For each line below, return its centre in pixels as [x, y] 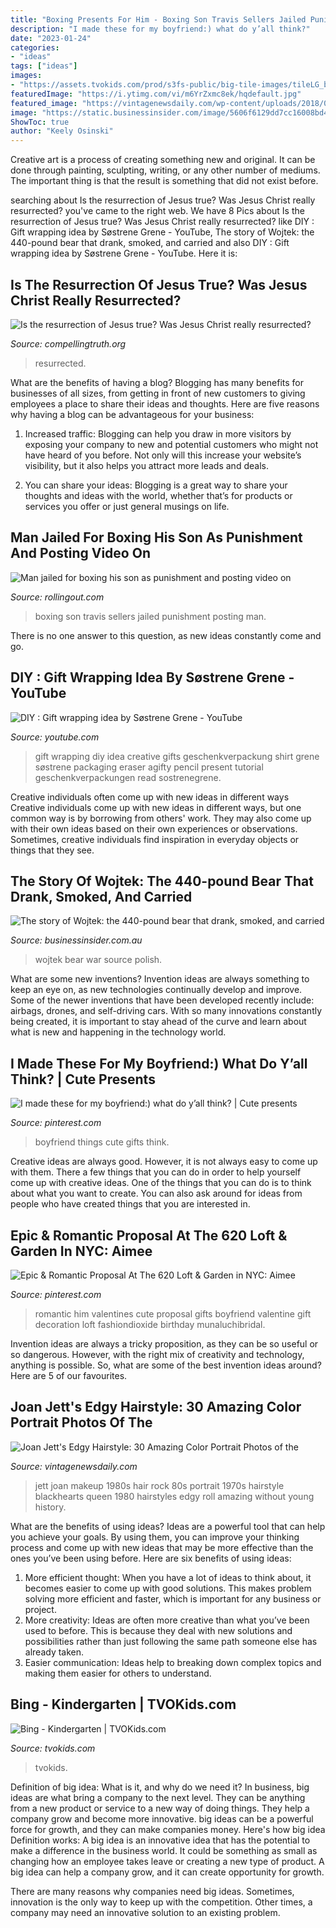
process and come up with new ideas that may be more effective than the [162, 1547]
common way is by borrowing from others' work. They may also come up [161, 818]
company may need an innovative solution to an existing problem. [145, 1912]
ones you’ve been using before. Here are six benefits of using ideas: [151, 1558]
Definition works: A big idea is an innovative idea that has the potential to [160, 1840]
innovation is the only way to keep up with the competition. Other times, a [161, 1902]
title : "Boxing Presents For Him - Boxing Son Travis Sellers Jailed [158, 19]
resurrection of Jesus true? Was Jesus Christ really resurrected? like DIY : [162, 222]
